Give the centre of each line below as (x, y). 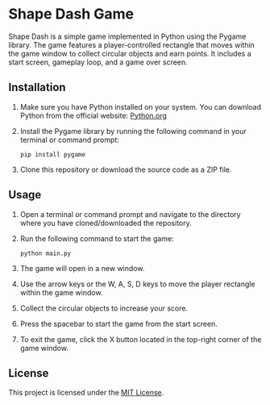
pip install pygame (53, 154)
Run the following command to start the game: (97, 238)
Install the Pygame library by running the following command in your (133, 131)
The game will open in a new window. (82, 268)
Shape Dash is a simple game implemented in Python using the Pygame (127, 36)
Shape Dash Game (71, 14)
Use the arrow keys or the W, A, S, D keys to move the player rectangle (137, 284)
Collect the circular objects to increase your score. (104, 308)
